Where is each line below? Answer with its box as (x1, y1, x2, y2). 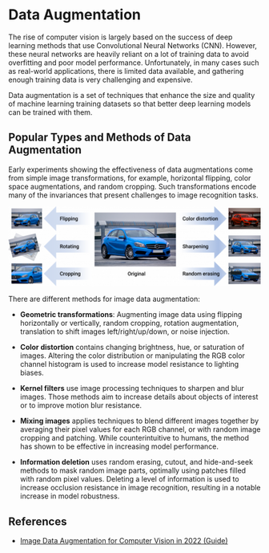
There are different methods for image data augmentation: (8, 295, 200, 304)
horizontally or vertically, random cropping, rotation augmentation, (19, 319, 239, 328)
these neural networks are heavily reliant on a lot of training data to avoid (8, 49, 250, 59)
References (8, 514, 67, 528)
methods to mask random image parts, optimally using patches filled (19, 466, 247, 475)
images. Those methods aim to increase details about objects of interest (19, 392, 259, 402)
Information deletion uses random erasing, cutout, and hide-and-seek (19, 457, 254, 467)
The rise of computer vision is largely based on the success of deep (8, 32, 233, 42)
